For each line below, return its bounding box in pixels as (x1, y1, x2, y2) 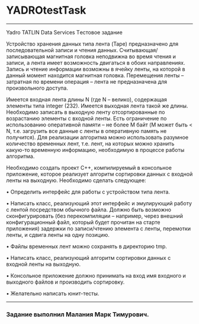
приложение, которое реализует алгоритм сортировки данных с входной (6, 170, 193, 177)
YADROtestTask (6, 4, 86, 17)
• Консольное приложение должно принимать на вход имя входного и (6, 272, 187, 279)
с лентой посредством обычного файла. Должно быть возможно (6, 206, 172, 213)
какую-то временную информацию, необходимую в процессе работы (6, 146, 185, 153)
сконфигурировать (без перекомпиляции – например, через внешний (6, 212, 184, 220)
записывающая (6, 53, 46, 60)
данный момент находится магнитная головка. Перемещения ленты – (6, 72, 184, 79)
